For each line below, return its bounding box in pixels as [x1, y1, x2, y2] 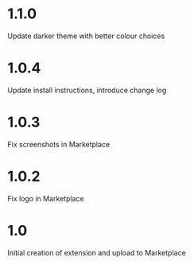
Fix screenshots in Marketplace [7, 139, 111, 149]
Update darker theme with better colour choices [7, 31, 165, 41]
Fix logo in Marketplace [7, 193, 84, 203]
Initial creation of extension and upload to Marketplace [7, 247, 186, 257]
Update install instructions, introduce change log [7, 85, 167, 95]
